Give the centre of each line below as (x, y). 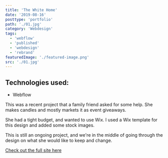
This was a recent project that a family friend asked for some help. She (79, 105)
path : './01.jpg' (24, 24)
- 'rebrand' (23, 52)
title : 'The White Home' (31, 10)
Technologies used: (37, 83)
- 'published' (25, 43)
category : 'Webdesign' (29, 29)
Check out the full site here (33, 150)
